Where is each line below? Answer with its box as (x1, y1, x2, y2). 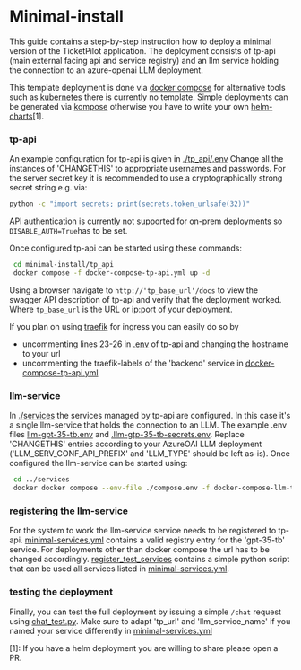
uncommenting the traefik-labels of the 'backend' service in (21, 357, 244, 368)
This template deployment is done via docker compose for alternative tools (9, 82, 286, 93)
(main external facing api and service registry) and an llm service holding (9, 55, 279, 66)
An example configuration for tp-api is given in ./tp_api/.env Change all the (9, 154, 284, 164)
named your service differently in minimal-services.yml (9, 625, 213, 636)
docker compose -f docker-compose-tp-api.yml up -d (13, 268, 211, 278)
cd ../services (13, 475, 70, 484)
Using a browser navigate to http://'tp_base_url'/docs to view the (9, 285, 258, 295)
